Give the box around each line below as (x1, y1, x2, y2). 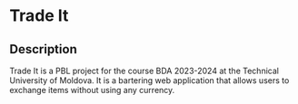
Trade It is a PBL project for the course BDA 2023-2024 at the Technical (9, 65, 280, 76)
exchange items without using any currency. (9, 85, 175, 95)
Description (9, 42, 77, 57)
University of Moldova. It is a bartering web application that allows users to (9, 75, 290, 86)
